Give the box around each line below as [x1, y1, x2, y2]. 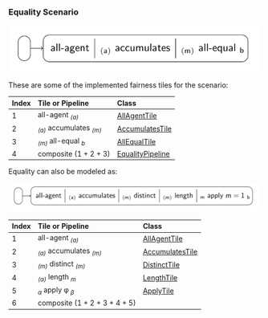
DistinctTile [143, 260, 181, 270]
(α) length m [37, 272, 76, 283]
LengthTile [143, 273, 178, 283]
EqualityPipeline [116, 149, 170, 158]
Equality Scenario [8, 6, 79, 18]
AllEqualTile [116, 137, 156, 146]
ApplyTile [143, 286, 174, 296]
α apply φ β [37, 285, 75, 297]
